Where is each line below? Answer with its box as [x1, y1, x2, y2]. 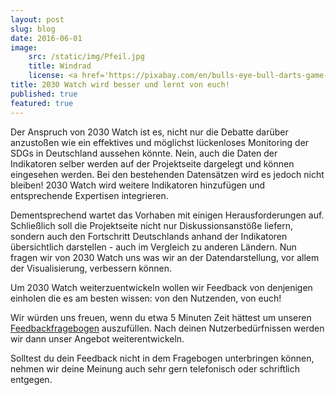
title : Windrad [28, 61, 92, 71]
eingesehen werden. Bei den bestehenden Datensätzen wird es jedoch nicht [10, 168, 325, 180]
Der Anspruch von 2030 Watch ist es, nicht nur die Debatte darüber [10, 126, 289, 138]
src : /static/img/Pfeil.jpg [28, 52, 145, 62]
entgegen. [10, 373, 53, 385]
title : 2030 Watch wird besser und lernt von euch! [10, 80, 230, 90]
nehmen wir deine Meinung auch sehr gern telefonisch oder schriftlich [10, 362, 301, 375]
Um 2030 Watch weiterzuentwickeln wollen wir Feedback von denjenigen [10, 281, 313, 293]
